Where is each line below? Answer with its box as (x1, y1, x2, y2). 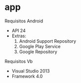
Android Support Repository (19, 38, 77, 44)
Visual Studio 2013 (11, 68, 50, 74)
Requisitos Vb (4, 58, 33, 64)
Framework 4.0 (11, 73, 43, 79)
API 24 (11, 27, 26, 33)
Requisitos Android (4, 18, 43, 24)
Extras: (11, 33, 27, 39)
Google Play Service (19, 43, 61, 49)
